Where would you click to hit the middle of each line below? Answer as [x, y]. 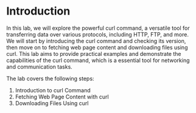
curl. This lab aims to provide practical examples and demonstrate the [94, 53]
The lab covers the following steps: [50, 78]
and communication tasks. [40, 67]
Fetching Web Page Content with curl [62, 97]
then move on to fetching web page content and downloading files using [97, 47]
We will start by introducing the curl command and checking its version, [96, 41]
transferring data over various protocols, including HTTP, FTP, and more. [97, 34]
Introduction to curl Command [53, 90]
